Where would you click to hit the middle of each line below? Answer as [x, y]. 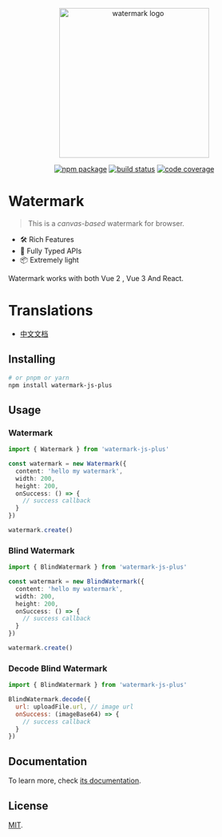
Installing [32, 359]
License [28, 805]
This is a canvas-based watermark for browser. [106, 223]
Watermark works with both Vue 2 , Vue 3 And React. [96, 278]
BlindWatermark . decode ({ [50, 700]
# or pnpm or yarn [39, 378]
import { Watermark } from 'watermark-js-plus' [89, 450]
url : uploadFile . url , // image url [75, 707]
